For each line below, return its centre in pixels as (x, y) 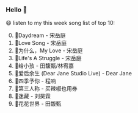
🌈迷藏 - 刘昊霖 (33, 96)
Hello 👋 (16, 10)
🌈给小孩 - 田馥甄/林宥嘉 (44, 66)
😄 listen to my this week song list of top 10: (60, 23)
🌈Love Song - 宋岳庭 (41, 43)
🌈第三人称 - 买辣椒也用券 (46, 89)
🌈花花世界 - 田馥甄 (38, 104)
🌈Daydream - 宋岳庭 (40, 35)
